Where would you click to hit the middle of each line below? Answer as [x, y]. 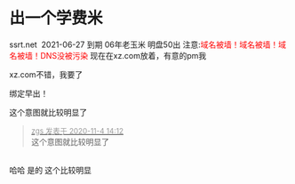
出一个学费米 [56, 18]
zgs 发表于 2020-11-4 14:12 [77, 131]
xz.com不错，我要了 [46, 74]
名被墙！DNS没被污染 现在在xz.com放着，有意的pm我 [108, 55]
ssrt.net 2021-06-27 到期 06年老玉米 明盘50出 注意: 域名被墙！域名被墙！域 [148, 44]
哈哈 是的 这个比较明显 [50, 170]
